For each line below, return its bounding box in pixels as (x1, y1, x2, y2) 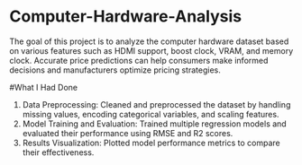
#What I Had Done (9, 82, 78, 92)
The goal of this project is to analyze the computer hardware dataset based (9, 36, 289, 47)
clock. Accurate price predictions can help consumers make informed (9, 55, 269, 65)
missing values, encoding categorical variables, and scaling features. (22, 109, 279, 119)
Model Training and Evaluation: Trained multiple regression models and (22, 118, 287, 129)
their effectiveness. (22, 146, 95, 158)
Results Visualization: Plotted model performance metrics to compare (22, 137, 281, 148)
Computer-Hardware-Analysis (9, 6, 243, 27)
